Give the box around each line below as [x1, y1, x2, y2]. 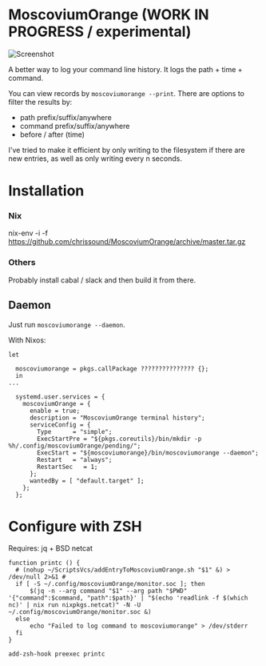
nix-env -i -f [8, 228, 48, 238]
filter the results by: [8, 97, 73, 106]
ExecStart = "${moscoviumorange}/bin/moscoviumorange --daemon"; [37, 448, 260, 457]
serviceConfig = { [29, 420, 91, 429]
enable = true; [29, 407, 81, 415]
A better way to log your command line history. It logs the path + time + [8, 64, 243, 74]
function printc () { [8, 559, 81, 568]
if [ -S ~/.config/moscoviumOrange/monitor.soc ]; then [15, 580, 205, 588]
